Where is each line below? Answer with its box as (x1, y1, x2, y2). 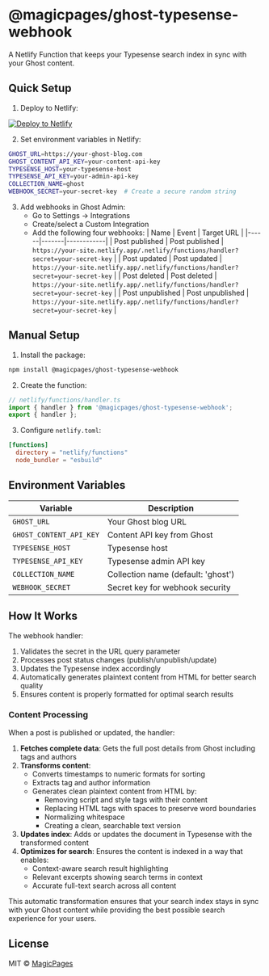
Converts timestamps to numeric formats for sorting (32, 769, 206, 779)
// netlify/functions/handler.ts (8, 396, 121, 404)
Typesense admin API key (107, 555, 206, 566)
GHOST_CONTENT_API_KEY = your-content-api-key (8, 158, 161, 166)
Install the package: (19, 350, 86, 360)
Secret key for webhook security (107, 582, 231, 593)
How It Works (8, 609, 78, 623)
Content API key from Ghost (107, 529, 213, 541)
